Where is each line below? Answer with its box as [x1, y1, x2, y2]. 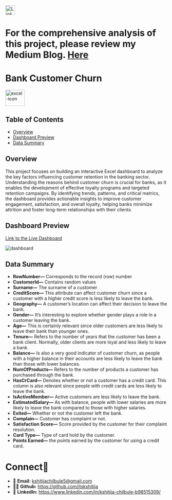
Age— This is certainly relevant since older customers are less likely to [12, 323, 163, 329]
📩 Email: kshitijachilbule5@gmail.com [12, 478, 92, 484]
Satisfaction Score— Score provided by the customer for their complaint [12, 421, 167, 427]
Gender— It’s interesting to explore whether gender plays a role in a [12, 312, 157, 318]
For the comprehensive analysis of [5, 27, 157, 39]
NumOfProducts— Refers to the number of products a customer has [12, 366, 159, 372]
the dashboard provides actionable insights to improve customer [5, 195, 142, 202]
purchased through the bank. [12, 372, 74, 378]
